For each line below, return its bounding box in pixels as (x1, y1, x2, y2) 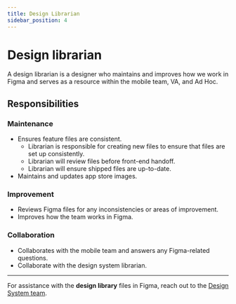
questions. (17, 254, 48, 262)
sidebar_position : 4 (7, 17, 68, 24)
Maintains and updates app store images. (17, 172, 138, 181)
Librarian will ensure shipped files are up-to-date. (27, 165, 172, 173)
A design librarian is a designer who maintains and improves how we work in (7, 70, 229, 78)
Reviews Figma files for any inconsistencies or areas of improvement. (17, 205, 219, 214)
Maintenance (7, 118, 54, 128)
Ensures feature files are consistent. (17, 134, 122, 144)
